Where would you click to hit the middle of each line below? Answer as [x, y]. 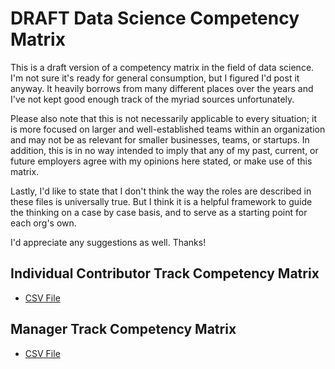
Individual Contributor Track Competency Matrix [165, 273]
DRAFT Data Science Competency [155, 18]
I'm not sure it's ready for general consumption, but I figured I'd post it [155, 78]
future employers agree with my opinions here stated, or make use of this [161, 161]
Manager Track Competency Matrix [123, 329]
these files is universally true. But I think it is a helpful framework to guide [161, 201]
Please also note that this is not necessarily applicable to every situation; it [164, 118]
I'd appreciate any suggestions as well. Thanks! [108, 242]
